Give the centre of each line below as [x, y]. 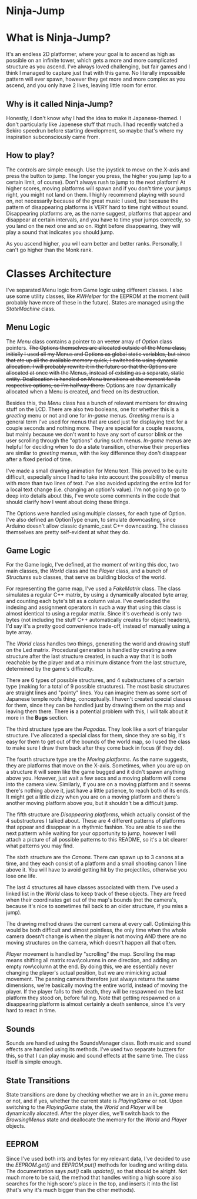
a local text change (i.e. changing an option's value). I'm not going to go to [96, 489]
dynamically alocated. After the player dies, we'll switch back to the [88, 1113]
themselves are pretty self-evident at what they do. [68, 532]
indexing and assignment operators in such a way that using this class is [94, 607]
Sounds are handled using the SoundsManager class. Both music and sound [98, 1043]
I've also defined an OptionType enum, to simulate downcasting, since [91, 519]
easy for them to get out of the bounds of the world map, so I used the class [98, 742]
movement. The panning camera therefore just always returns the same [93, 979]
